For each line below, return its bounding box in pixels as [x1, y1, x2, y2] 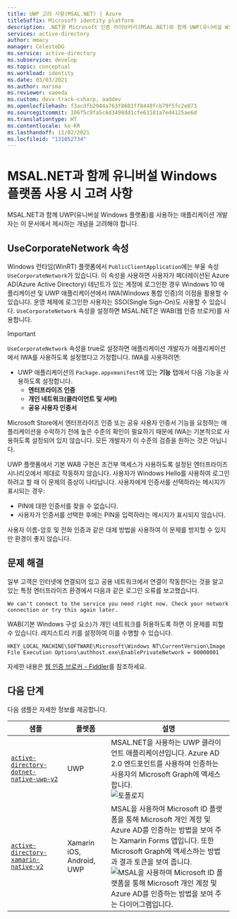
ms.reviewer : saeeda [7, 89, 68, 96]
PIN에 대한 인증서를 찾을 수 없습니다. [17, 502, 119, 510]
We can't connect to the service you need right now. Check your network [7, 600, 229, 607]
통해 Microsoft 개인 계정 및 [126, 814, 211, 824]
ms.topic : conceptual [7, 63, 71, 70]
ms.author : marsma [7, 83, 61, 90]
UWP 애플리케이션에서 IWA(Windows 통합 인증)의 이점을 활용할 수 [44, 289, 229, 297]
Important [7, 330, 36, 338]
